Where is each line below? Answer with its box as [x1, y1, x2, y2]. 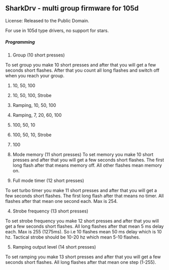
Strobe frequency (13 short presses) [12, 208, 89, 214]
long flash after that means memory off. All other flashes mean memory [12, 162, 162, 168]
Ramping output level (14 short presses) [12, 244, 96, 250]
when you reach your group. [5, 72, 65, 78]
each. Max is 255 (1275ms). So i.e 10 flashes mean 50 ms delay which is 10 [5, 228, 162, 234]
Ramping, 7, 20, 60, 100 [12, 112, 62, 118]
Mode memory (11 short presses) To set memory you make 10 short [12, 151, 154, 157]
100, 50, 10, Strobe [12, 132, 52, 138]
